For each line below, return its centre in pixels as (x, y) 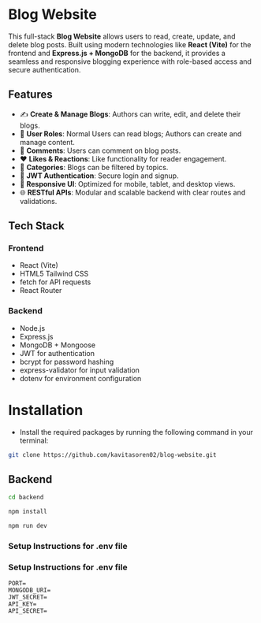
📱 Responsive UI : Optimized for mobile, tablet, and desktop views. (127, 184)
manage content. (47, 142)
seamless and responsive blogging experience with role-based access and (130, 61)
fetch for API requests (55, 282)
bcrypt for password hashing (67, 362)
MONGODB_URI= (30, 591)
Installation (46, 410)
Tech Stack (36, 226)
